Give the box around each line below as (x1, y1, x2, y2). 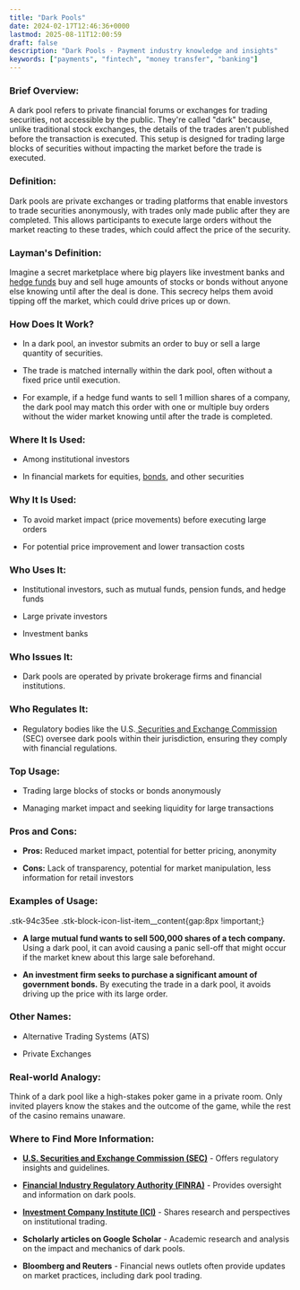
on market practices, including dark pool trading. (21, 1270, 203, 1281)
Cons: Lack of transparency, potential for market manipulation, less (21, 863, 271, 873)
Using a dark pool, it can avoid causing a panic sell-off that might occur (21, 942, 287, 952)
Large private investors (21, 611, 107, 622)
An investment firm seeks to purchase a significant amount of (21, 969, 258, 979)
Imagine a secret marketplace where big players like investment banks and (9, 267, 285, 277)
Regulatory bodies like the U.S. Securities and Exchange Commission (21, 724, 278, 734)
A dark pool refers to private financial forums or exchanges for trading (9, 105, 268, 116)
